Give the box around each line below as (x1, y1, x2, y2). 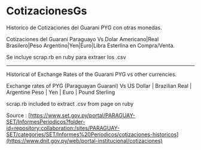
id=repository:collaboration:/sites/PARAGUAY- (6, 124, 120, 131)
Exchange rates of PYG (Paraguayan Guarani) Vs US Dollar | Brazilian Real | (6, 82, 192, 89)
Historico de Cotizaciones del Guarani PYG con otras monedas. (6, 24, 163, 31)
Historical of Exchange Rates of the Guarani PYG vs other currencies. (6, 71, 177, 78)
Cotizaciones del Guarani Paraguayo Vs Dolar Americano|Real (6, 35, 159, 42)
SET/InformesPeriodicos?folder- (6, 118, 86, 125)
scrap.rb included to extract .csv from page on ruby (6, 100, 134, 107)
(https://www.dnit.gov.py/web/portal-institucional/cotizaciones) (6, 137, 163, 144)
